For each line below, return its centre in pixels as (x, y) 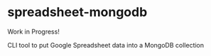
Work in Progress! (34, 31)
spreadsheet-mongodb (77, 12)
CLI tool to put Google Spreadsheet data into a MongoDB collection (106, 45)
